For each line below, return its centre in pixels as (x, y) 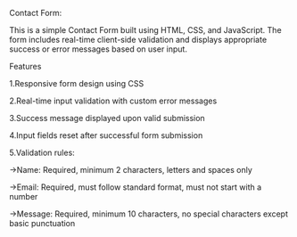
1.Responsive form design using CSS (77, 83)
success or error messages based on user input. (98, 49)
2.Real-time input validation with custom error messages (113, 101)
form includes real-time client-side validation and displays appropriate (138, 40)
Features (25, 66)
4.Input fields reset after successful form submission (106, 135)
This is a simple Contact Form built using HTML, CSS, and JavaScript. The (146, 30)
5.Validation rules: (42, 152)
